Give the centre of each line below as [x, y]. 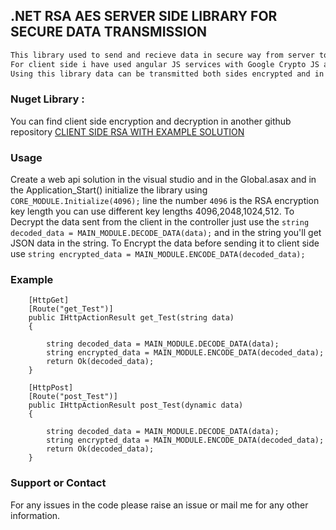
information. [35, 515]
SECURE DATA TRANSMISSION [109, 32]
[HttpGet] [49, 300]
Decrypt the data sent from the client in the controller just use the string [160, 222]
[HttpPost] [51, 388]
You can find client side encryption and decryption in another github [151, 121]
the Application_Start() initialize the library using [109, 190]
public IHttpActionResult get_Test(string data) [131, 318]
